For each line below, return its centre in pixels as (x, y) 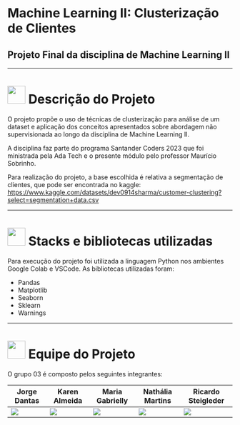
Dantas (26, 400)
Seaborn (30, 297)
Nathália (158, 391)
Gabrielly (112, 400)
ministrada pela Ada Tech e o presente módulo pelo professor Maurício (112, 156)
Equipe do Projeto (82, 354)
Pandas (29, 282)
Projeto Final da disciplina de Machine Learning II (119, 55)
